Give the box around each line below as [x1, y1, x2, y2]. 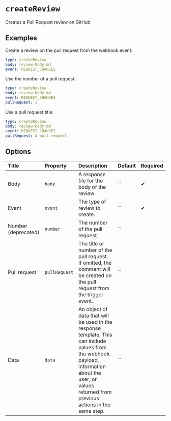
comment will [78, 266, 110, 273]
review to [78, 205, 101, 212]
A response [78, 171, 106, 178]
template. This [78, 331, 112, 339]
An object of [78, 306, 108, 313]
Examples [5, 34, 37, 42]
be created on [78, 272, 112, 279]
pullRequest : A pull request [5, 133, 67, 138]
